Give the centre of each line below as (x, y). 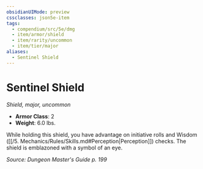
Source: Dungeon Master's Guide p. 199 (57, 159)
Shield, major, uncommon (39, 104)
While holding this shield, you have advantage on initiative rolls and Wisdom (102, 134)
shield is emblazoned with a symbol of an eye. (65, 148)
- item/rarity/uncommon (42, 40)
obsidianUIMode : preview (38, 12)
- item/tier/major (35, 46)
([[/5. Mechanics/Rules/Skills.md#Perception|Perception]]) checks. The (96, 141)
